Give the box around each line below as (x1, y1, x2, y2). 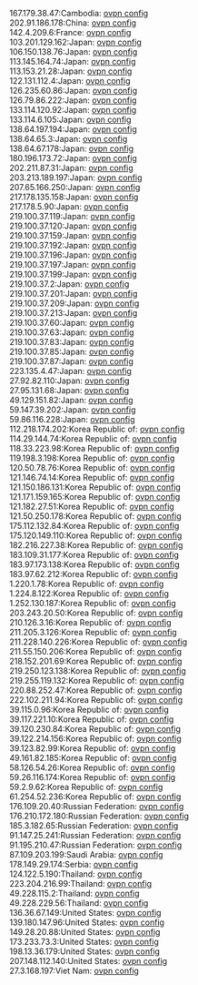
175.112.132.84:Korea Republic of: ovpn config (9, 521, 180, 531)
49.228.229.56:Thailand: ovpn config (9, 898, 149, 909)
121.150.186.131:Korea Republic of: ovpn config (9, 482, 182, 492)
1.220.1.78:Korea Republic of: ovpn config (9, 578, 164, 589)
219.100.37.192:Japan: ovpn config (9, 240, 137, 250)
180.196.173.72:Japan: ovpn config (9, 153, 138, 163)
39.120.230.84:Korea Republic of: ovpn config (9, 724, 182, 734)
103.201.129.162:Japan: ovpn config (9, 36, 143, 47)
